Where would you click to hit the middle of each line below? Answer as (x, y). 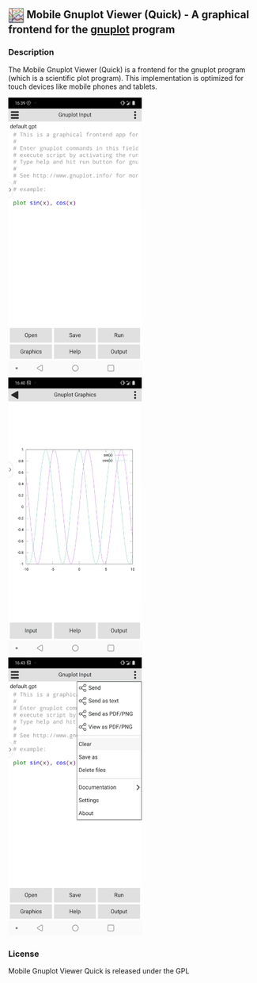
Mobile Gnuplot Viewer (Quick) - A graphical (138, 15)
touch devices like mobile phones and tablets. (83, 86)
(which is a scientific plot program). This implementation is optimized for (126, 78)
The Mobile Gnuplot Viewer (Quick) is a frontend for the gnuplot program (127, 69)
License (24, 954)
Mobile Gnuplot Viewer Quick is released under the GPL (99, 970)
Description (31, 52)
